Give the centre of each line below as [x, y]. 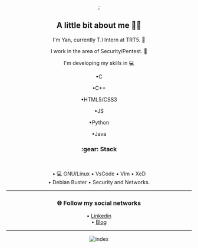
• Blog [99, 222]
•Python [99, 122]
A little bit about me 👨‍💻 [99, 26]
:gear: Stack [99, 149]
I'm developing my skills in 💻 [99, 63]
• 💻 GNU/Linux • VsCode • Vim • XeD [99, 174]
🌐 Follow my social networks [99, 203]
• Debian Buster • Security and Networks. [99, 182]
